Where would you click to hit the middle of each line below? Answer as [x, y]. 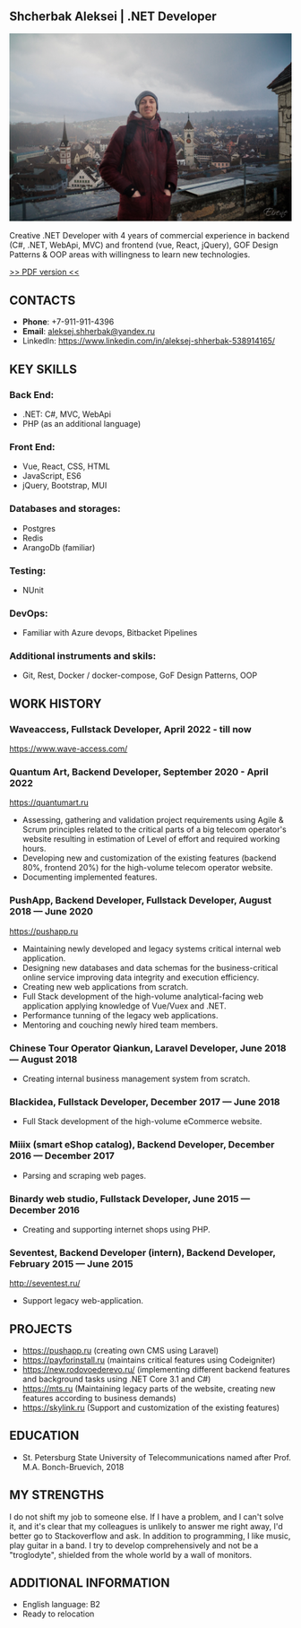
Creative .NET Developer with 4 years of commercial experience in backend [149, 236]
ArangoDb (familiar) [59, 547]
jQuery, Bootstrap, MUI [64, 486]
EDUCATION [44, 1436]
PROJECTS [41, 1329]
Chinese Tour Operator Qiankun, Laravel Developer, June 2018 [148, 1048]
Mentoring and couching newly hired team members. [120, 1025]
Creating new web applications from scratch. [105, 986]
